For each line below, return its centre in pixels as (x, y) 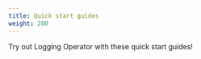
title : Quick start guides (54, 16)
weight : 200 (28, 23)
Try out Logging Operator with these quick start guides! (101, 46)
